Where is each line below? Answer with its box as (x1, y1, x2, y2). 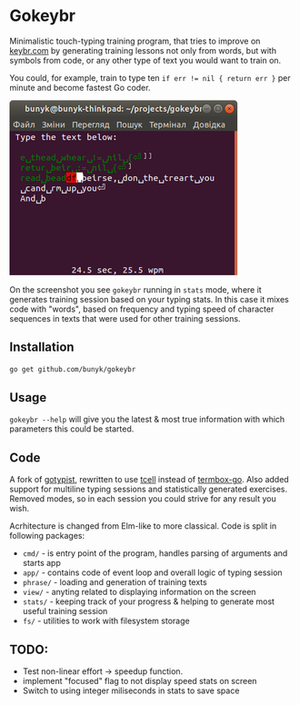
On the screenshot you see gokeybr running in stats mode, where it (9, 283, 262, 295)
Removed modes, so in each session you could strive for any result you (9, 493, 276, 504)
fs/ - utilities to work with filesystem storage (22, 615, 190, 627)
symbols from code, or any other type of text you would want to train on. (9, 55, 282, 65)
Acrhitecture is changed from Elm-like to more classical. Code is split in (9, 521, 277, 531)
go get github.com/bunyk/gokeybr (9, 364, 136, 373)
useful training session (22, 606, 108, 617)
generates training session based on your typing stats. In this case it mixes (9, 293, 289, 304)
